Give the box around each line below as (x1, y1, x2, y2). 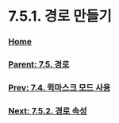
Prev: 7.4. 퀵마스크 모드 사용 (8, 82, 111, 93)
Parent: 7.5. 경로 (8, 59, 70, 70)
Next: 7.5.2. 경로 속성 (8, 105, 87, 116)
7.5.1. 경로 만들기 (8, 7, 113, 25)
